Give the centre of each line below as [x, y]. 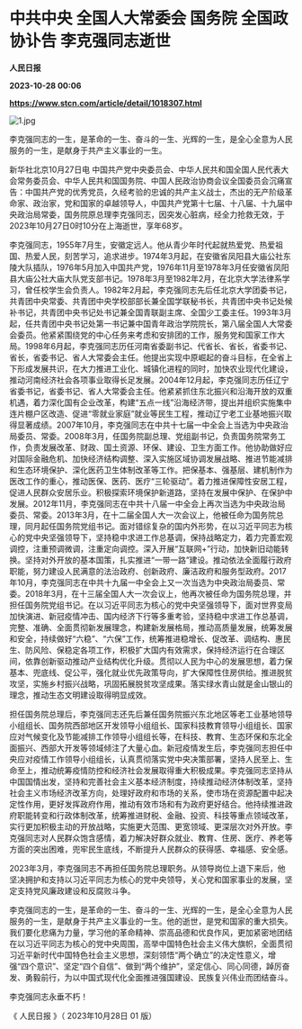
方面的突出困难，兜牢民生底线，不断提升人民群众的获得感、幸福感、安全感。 [151, 849]
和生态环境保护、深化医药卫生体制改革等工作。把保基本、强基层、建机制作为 [151, 470]
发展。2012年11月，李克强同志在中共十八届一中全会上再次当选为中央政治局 [147, 503]
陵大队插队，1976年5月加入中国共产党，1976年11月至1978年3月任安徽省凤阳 [149, 267]
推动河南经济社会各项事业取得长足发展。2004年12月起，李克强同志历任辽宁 [149, 380]
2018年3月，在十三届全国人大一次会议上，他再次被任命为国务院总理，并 [158, 593]
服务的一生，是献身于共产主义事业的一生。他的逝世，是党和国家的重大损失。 [151, 921]
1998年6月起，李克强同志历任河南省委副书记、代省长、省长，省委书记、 [158, 346]
